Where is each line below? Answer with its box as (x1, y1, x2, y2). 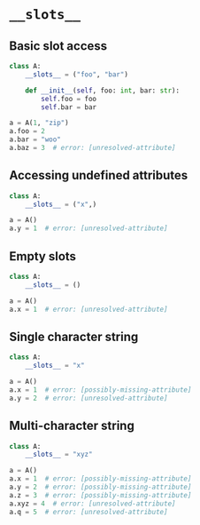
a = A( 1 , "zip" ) (9, 118, 69, 128)
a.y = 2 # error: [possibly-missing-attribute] (9, 482, 192, 491)
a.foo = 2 (9, 127, 46, 136)
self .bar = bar (41, 102, 97, 112)
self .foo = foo (41, 94, 97, 103)
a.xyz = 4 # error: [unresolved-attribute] (9, 499, 176, 508)
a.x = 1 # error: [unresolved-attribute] (9, 305, 168, 314)
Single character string (9, 329, 139, 344)
